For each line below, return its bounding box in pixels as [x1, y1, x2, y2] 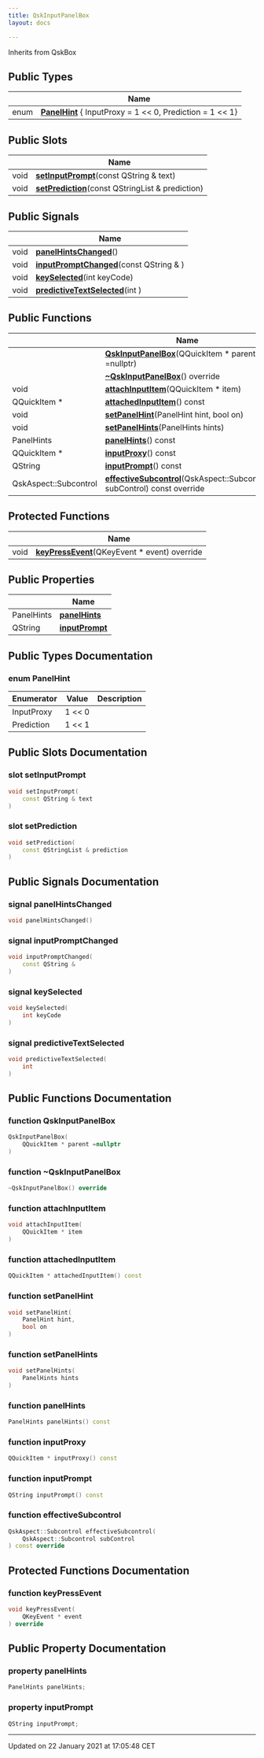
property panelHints [8, 1665, 87, 1676]
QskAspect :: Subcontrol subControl [22, 1534, 135, 1543]
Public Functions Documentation [8, 1092, 172, 1105]
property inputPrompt [8, 1702, 93, 1713]
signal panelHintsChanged [8, 898, 112, 909]
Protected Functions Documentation [8, 1564, 190, 1577]
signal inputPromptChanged [8, 935, 119, 946]
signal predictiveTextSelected [8, 1037, 124, 1048]
